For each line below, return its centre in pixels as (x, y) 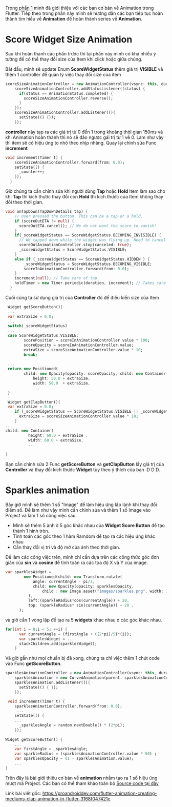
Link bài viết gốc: (24, 793)
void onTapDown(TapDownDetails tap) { (47, 212)
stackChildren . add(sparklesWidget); (58, 643)
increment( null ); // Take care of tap (56, 278)
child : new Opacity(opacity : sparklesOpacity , (83, 586)
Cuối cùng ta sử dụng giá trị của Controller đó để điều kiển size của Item (82, 297)
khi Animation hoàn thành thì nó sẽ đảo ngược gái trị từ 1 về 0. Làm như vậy (84, 137)
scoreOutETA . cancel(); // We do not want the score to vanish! (88, 226)
